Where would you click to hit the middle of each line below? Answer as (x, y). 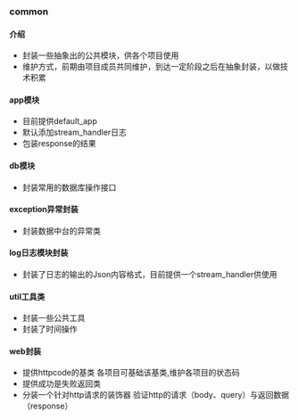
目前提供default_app (60, 121)
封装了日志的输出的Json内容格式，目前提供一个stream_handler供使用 (149, 274)
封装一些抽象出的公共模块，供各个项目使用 (100, 55)
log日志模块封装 (39, 253)
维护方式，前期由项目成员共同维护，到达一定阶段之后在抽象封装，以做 (151, 67)
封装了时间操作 (50, 329)
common (29, 12)
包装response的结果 (59, 144)
